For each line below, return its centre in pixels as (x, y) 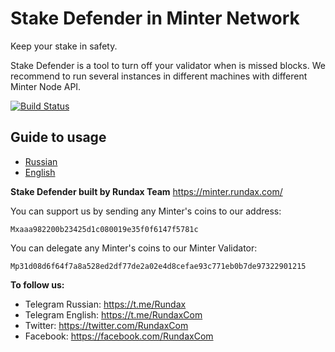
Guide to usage (58, 137)
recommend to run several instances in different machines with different (159, 76)
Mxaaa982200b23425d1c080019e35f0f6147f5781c (104, 229)
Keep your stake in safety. (64, 46)
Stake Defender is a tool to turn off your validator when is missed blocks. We (168, 65)
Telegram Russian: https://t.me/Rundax (105, 304)
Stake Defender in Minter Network (155, 18)
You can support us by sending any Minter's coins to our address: (146, 211)
